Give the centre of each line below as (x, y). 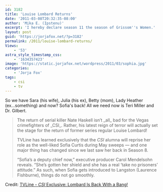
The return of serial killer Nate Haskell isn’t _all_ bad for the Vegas (83, 120)
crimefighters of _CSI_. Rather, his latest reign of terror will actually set (87, 125)
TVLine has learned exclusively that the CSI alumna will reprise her (84, 140)
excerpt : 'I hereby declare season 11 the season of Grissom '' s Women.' (80, 28)
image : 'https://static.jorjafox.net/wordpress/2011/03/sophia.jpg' (76, 64)
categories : (17, 69)
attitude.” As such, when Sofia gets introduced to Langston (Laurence (87, 170)
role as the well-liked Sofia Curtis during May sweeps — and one (82, 145)
